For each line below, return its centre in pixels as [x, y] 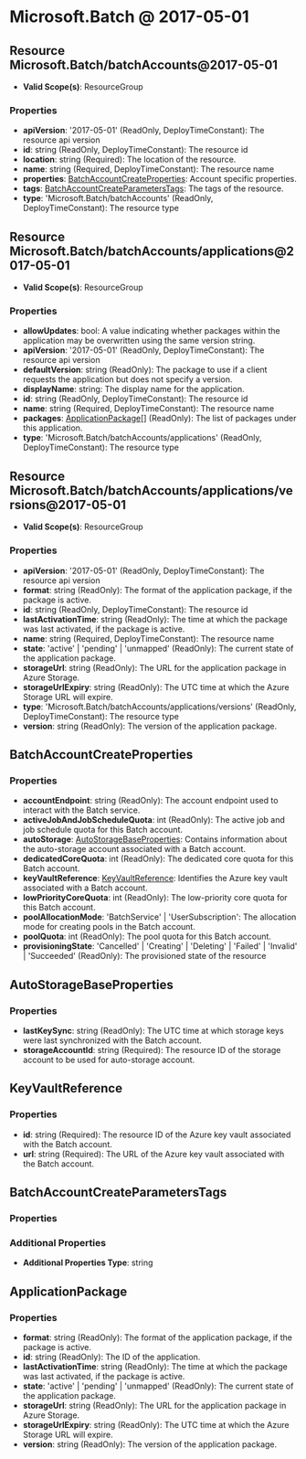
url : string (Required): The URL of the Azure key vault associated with [153, 1154]
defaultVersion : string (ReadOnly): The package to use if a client [145, 370]
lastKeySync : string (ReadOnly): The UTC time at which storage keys [153, 1030]
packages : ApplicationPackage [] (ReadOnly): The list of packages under [159, 419]
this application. [53, 428]
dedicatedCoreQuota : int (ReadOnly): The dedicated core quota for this [158, 859]
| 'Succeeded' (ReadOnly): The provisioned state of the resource [144, 956]
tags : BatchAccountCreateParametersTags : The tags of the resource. [153, 188]
